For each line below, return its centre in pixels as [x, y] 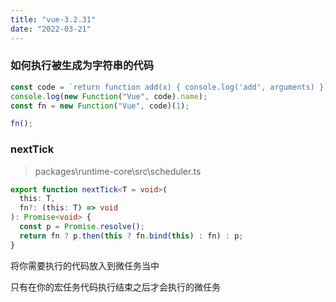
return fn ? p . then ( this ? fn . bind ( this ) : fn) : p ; [131, 236]
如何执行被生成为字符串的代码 [82, 66]
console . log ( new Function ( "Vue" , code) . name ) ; [109, 96]
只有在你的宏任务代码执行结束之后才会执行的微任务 [115, 287]
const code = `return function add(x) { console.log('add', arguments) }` [169, 87]
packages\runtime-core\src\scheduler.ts [118, 171]
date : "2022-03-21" [51, 29]
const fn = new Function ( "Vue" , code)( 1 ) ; [100, 106]
